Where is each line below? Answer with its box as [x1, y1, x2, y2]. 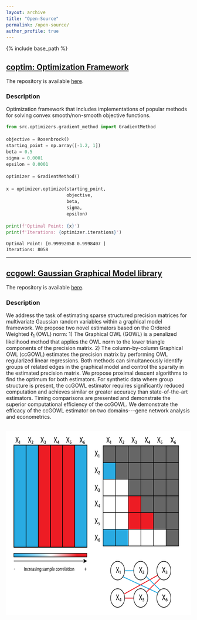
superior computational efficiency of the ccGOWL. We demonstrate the [6, 401, 178, 408]
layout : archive [6, 9, 46, 15]
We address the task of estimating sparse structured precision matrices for [6, 312, 188, 319]
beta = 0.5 [6, 149, 33, 155]
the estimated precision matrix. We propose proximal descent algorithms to [6, 369, 188, 376]
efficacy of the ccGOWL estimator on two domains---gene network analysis [6, 407, 190, 414]
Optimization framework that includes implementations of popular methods [6, 106, 188, 113]
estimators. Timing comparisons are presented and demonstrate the [6, 395, 171, 402]
